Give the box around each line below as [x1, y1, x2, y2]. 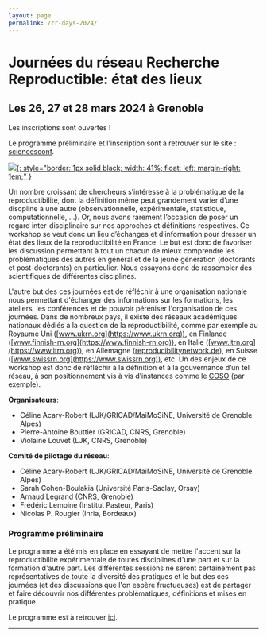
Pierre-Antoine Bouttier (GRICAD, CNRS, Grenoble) [19, 427, 186, 437]
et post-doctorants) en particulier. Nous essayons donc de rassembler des [8, 263, 253, 272]
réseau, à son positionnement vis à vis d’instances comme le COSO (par [8, 371, 245, 380]
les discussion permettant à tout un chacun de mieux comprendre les [8, 245, 236, 255]
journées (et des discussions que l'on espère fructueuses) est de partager [8, 580, 252, 589]
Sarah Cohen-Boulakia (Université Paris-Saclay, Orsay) [19, 483, 200, 492]
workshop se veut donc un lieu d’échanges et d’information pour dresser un [8, 229, 257, 238]
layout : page [8, 11, 52, 20]
